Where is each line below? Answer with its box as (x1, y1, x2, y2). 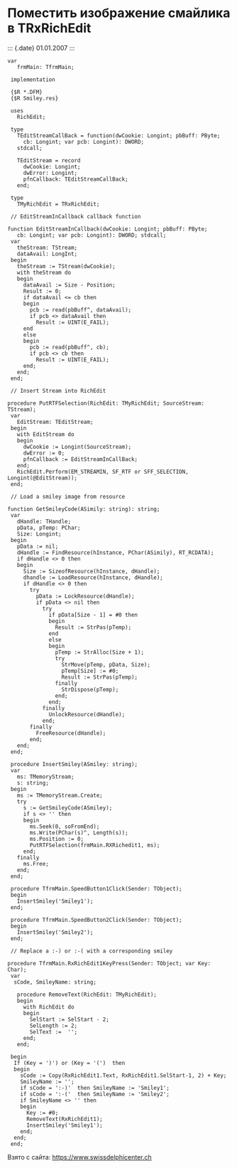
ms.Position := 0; (29, 835, 84, 842)
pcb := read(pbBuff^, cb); (29, 344, 110, 351)
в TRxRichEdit (7, 20, 92, 36)
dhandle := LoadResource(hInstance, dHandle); (23, 574, 163, 581)
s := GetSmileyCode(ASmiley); (23, 804, 113, 812)
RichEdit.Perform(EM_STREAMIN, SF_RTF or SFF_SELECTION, (16, 468, 189, 475)
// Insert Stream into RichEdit (10, 387, 106, 394)
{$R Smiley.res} (10, 95, 59, 102)
